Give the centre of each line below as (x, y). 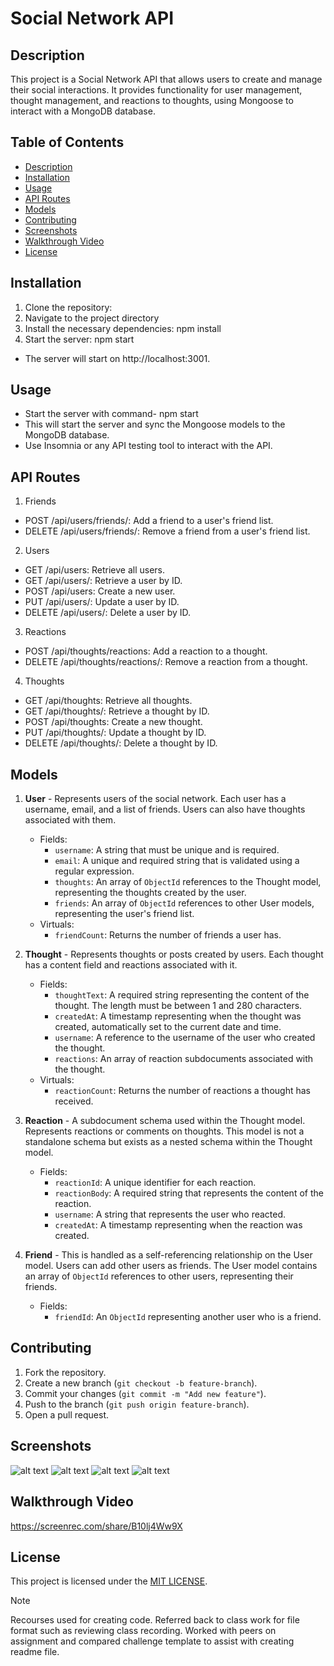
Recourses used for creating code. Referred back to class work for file (155, 1620)
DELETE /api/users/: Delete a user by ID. (108, 613)
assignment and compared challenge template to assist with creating (152, 1641)
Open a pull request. (67, 1414)
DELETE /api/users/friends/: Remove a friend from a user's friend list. (167, 531)
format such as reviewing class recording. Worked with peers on (143, 1631)
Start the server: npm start (79, 339)
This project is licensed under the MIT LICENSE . (109, 1581)
